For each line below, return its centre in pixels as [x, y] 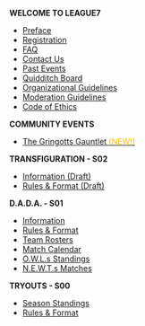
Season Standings [55, 303]
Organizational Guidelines [70, 88]
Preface [37, 30]
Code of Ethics [50, 106]
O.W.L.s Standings [56, 259]
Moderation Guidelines [64, 97]
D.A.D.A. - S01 [36, 203]
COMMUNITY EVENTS [52, 124]
